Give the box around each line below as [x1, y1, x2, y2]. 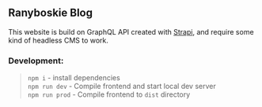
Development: [8, 55, 64, 66]
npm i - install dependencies [27, 73, 120, 83]
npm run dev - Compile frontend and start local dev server [27, 82, 216, 91]
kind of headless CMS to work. [8, 35, 109, 45]
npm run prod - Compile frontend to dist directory [27, 90, 191, 99]
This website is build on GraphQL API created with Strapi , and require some [8, 27, 255, 36]
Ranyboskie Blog [8, 6, 93, 20]
